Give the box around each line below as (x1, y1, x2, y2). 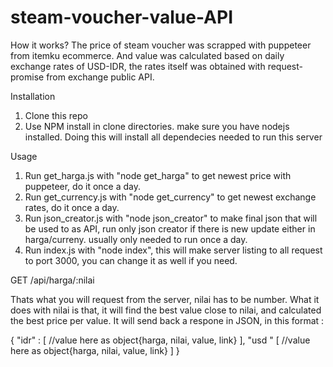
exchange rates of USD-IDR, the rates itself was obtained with (10, 60, 266, 72)
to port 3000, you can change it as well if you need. (24, 254, 238, 266)
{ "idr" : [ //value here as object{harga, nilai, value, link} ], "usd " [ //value (10, 334, 311, 346)
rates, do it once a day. (24, 201, 120, 213)
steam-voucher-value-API (10, 6, 234, 29)
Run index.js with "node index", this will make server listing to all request (24, 244, 323, 256)
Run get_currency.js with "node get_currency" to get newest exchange (24, 191, 317, 203)
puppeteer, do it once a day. (24, 180, 141, 192)
